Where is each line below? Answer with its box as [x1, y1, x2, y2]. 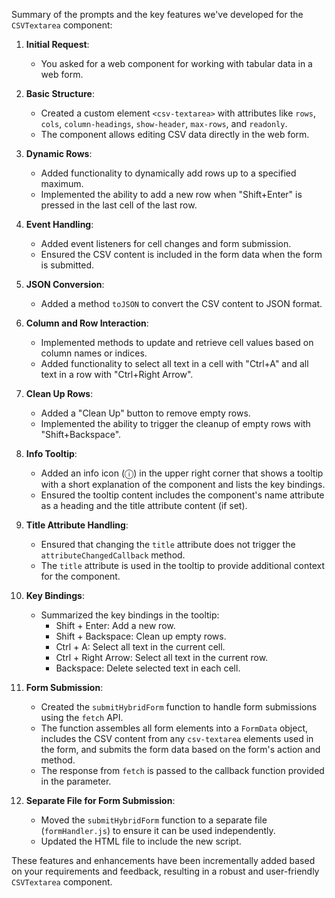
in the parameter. [40, 775, 112, 787]
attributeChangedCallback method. [40, 549, 186, 561]
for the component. [40, 570, 121, 582]
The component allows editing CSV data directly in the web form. [40, 129, 310, 140]
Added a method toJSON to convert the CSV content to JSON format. [40, 298, 323, 309]
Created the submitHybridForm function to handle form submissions [40, 701, 318, 713]
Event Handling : [25, 219, 94, 230]
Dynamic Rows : [25, 148, 93, 159]
